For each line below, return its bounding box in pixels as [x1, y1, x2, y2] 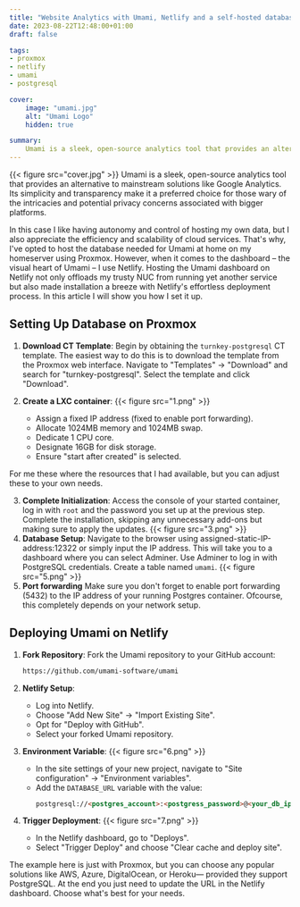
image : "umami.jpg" [25, 104, 98, 113]
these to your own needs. [9, 477, 104, 488]
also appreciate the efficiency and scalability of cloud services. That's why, [9, 234, 287, 244]
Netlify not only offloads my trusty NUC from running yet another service [9, 272, 278, 282]
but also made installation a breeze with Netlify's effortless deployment [9, 281, 271, 291]
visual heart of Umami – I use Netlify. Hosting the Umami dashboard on [9, 263, 271, 273]
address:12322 [21, 542, 78, 553]
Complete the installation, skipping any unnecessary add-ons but [21, 514, 262, 525]
